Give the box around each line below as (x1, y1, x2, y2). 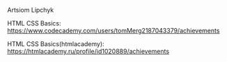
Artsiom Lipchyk (7, 6, 54, 14)
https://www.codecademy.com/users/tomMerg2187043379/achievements (7, 27, 220, 34)
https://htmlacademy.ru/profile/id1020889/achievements (7, 48, 169, 55)
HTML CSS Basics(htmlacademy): (7, 40, 104, 48)
